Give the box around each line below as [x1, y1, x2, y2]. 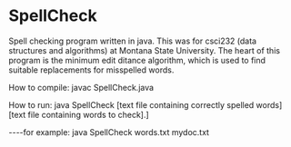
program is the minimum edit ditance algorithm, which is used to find [8, 54, 266, 65]
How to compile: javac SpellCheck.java [8, 82, 155, 93]
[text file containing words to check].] [8, 109, 149, 120]
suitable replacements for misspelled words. [8, 64, 175, 75]
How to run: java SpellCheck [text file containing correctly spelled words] [8, 99, 283, 110]
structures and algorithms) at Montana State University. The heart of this [8, 44, 281, 55]
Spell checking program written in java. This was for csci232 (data [8, 35, 256, 46]
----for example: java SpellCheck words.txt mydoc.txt [8, 126, 210, 137]
